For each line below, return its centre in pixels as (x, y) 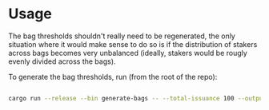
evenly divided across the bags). (62, 61)
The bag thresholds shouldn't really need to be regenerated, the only (122, 36)
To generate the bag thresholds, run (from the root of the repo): (113, 77)
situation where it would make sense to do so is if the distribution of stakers (133, 44)
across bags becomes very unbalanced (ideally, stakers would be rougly (128, 53)
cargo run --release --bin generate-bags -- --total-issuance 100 (121, 98)
